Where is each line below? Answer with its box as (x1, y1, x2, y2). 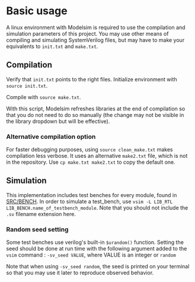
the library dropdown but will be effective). (6, 118, 110, 125)
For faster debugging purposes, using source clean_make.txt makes (6, 146, 173, 153)
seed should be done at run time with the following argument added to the (6, 245, 187, 252)
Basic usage (6, 4, 68, 18)
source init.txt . (6, 82, 48, 89)
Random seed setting (6, 225, 69, 233)
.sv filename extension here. (6, 210, 76, 217)
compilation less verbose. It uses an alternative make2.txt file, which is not (6, 153, 188, 160)
